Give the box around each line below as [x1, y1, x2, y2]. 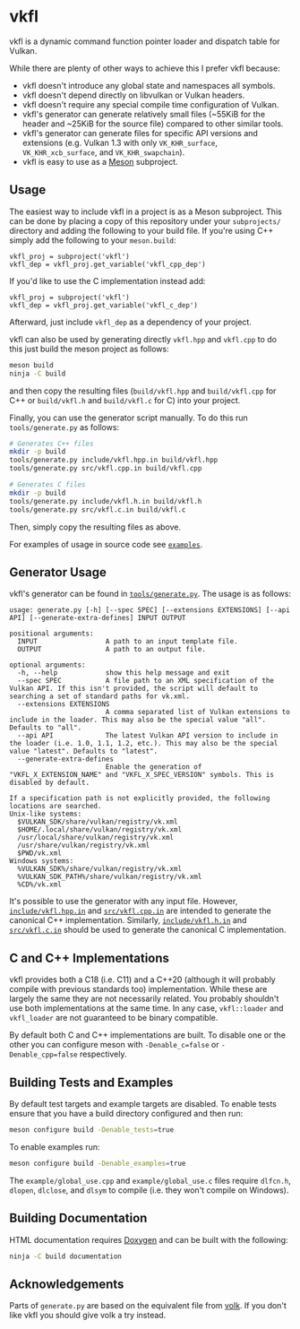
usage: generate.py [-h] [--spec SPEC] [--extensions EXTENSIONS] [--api [9, 606, 291, 615]
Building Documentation [9, 1211, 148, 1226]
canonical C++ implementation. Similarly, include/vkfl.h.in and [9, 915, 247, 926]
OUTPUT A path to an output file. [17, 645, 206, 654]
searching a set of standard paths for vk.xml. [9, 692, 191, 701]
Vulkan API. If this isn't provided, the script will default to [9, 684, 258, 694]
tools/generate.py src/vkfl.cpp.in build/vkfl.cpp [9, 464, 202, 473]
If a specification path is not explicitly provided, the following [9, 794, 270, 803]
